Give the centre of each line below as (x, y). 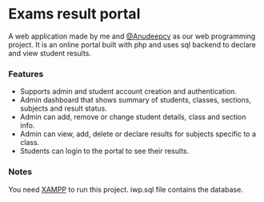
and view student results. (50, 53)
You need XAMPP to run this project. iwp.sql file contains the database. (126, 189)
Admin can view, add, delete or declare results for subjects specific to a (138, 134)
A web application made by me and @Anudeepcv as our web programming (132, 36)
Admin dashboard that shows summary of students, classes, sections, (136, 100)
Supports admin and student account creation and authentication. (128, 91)
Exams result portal (74, 14)
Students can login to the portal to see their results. (104, 151)
